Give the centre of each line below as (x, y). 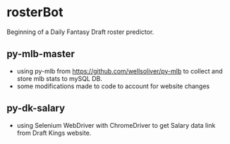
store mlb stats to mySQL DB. (60, 78)
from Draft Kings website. (54, 133)
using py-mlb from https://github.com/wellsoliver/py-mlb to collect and (120, 71)
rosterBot (35, 12)
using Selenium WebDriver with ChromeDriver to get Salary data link (116, 125)
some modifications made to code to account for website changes (113, 86)
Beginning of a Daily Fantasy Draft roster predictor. (80, 32)
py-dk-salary (36, 108)
